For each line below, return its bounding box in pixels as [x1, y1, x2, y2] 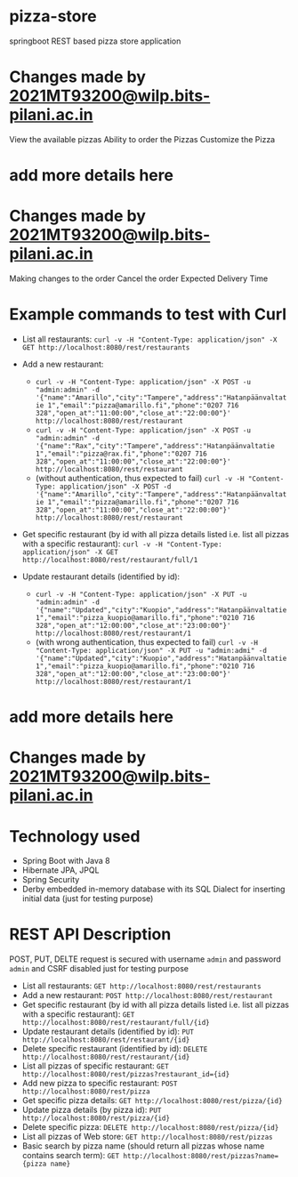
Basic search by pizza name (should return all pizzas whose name [21, 1141, 265, 1151]
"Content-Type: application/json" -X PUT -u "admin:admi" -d [35, 646, 267, 655]
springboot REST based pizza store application [9, 36, 181, 46]
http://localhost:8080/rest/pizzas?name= [123, 1152, 279, 1161]
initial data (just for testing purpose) [21, 893, 154, 904]
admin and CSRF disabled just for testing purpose [9, 963, 189, 974]
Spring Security [21, 875, 80, 885]
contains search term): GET [21, 1150, 120, 1161]
